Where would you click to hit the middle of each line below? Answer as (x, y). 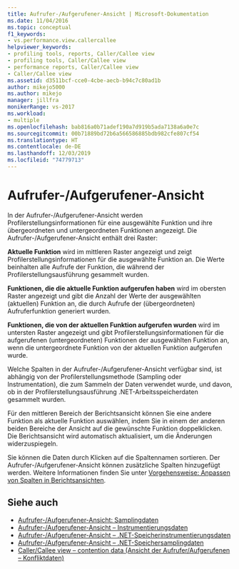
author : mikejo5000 (36, 87)
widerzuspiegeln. (33, 443)
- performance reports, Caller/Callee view (73, 67)
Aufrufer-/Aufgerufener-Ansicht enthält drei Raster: (83, 238)
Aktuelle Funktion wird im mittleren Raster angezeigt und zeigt (100, 251)
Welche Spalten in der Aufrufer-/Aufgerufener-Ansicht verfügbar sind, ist (115, 369)
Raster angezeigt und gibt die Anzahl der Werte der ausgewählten (104, 296)
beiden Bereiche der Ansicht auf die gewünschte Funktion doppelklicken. (115, 428)
